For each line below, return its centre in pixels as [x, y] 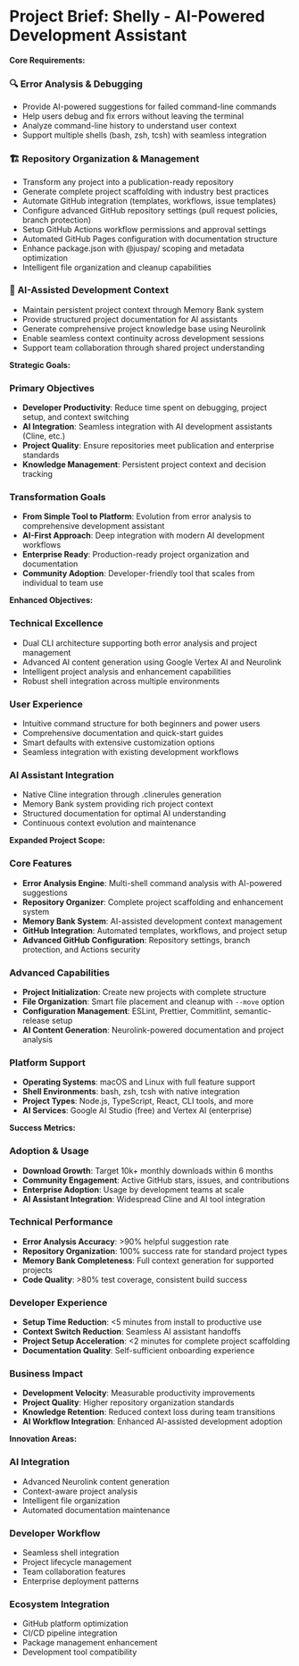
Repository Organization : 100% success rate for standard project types [155, 1251]
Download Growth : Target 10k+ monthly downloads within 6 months [148, 1170]
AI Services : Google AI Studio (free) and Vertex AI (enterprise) [137, 1110]
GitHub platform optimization [75, 1624]
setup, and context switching [75, 417]
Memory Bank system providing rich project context [118, 804]
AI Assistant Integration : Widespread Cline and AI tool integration [144, 1199]
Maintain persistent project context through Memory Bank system [143, 309]
